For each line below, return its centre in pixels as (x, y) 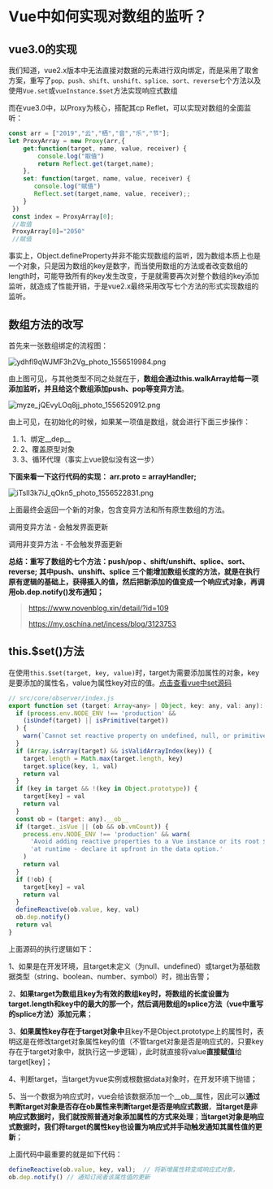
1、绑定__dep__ (45, 439)
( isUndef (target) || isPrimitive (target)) (96, 721)
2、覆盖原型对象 (48, 449)
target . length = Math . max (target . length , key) (103, 758)
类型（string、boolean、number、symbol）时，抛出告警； (113, 976)
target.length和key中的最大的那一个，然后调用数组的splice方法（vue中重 (132, 1004)
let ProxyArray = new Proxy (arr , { (67, 141)
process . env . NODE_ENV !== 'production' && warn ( (107, 834)
